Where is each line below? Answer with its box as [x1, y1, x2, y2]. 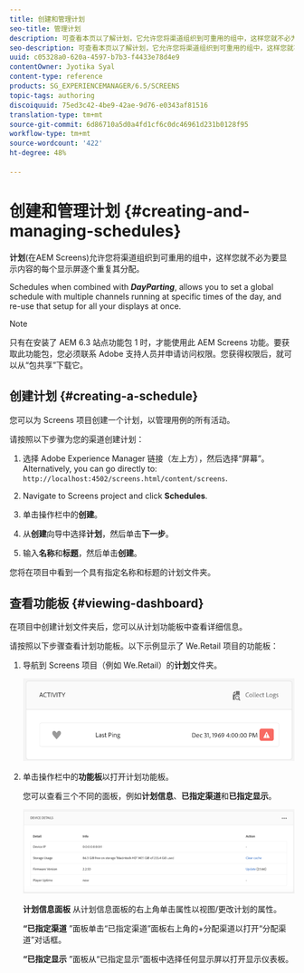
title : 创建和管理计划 [9, 14, 86, 24]
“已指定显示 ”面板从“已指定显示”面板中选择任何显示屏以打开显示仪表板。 [22, 953, 294, 964]
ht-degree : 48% [9, 149, 67, 158]
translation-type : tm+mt [9, 110, 103, 120]
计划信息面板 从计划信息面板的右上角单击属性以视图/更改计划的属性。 [22, 903, 282, 914]
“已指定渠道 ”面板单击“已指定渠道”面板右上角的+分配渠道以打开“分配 [22, 922, 279, 933]
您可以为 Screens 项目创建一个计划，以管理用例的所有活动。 [9, 414, 235, 425]
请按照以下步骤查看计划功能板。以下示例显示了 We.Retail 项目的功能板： [9, 641, 279, 651]
